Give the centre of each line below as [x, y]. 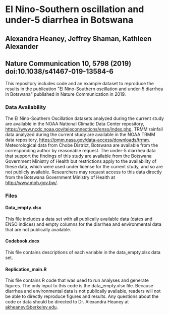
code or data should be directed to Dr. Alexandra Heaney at [67, 302]
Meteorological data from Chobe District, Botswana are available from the [82, 145]
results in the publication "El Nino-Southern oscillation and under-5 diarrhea [84, 89]
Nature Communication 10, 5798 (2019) [68, 63]
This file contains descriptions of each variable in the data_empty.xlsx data [83, 253]
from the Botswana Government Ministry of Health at [60, 177]
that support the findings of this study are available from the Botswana [78, 156]
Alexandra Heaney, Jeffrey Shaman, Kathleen [78, 39]
